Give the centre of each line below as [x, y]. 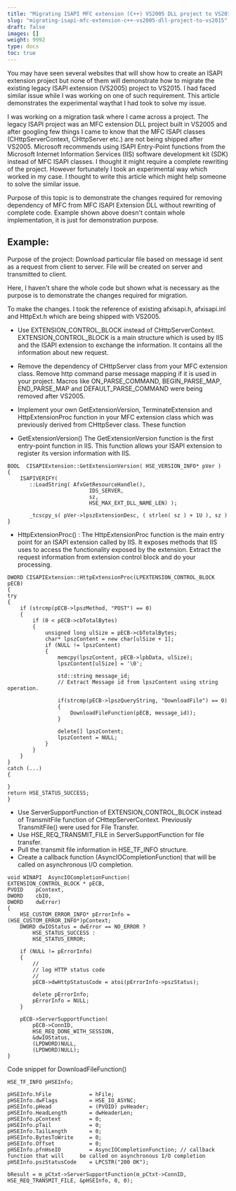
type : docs [23, 46]
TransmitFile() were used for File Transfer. [78, 827]
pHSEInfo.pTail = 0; [54, 1125]
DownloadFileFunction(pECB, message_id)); [133, 713]
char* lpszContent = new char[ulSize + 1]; [109, 639]
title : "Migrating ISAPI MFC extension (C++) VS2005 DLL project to [110, 14]
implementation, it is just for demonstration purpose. [83, 220]
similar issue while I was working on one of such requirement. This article [113, 95]
